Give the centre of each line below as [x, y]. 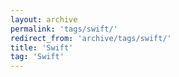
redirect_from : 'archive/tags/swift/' [91, 38]
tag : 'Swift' [37, 57]
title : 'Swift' [42, 47]
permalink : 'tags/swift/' [64, 29]
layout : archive [44, 19]
